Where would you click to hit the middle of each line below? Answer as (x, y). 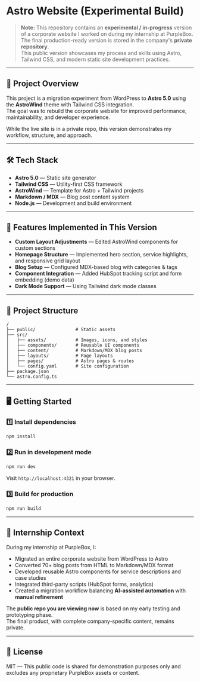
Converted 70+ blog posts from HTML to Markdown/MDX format (94, 565)
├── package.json (28, 372)
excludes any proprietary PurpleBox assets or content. (73, 672)
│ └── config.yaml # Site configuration (68, 366)
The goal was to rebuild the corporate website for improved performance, (96, 111)
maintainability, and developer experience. (58, 117)
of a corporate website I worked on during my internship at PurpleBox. (107, 33)
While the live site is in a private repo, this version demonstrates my (89, 129)
